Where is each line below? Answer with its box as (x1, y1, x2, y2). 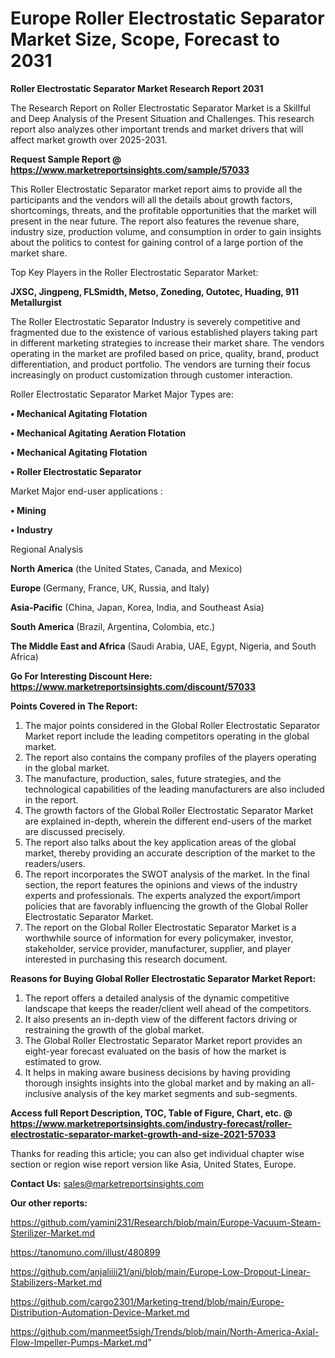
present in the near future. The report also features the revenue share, (10, 215, 300, 227)
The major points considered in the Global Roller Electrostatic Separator (24, 719, 321, 731)
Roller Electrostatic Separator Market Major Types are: (10, 388, 234, 400)
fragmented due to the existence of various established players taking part (10, 326, 318, 338)
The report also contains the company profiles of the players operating (24, 751, 317, 763)
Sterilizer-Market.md (10, 1227, 95, 1239)
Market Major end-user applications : (10, 485, 163, 497)
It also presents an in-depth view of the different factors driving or (24, 1013, 298, 1025)
